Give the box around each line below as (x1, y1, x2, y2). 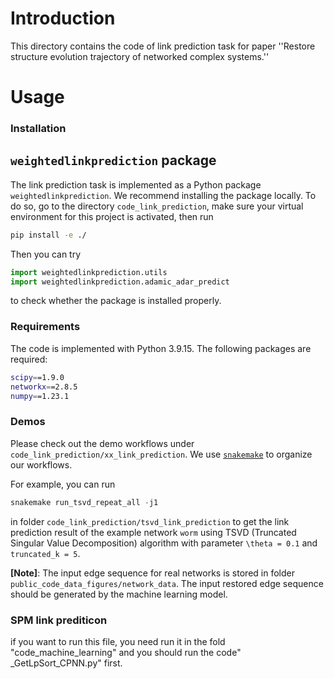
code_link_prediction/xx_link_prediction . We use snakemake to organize (10, 448, 313, 460)
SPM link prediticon (10, 613, 108, 627)
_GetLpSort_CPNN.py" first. (10, 657, 123, 669)
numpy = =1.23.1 (10, 391, 70, 401)
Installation (10, 122, 67, 136)
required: (10, 353, 48, 365)
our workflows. (10, 458, 73, 471)
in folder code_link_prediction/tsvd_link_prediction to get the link (10, 515, 290, 527)
